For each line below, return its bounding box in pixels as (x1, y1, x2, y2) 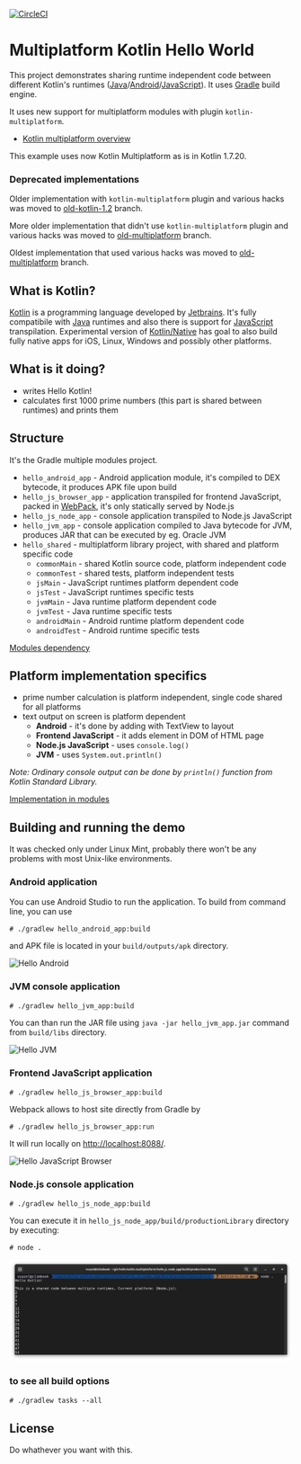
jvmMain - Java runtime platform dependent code (35, 596, 217, 607)
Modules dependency (9, 642, 91, 653)
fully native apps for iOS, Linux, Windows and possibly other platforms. (9, 335, 272, 346)
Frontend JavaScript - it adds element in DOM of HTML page (35, 730, 265, 741)
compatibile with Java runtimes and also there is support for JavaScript (9, 317, 274, 327)
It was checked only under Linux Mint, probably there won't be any (9, 844, 257, 854)
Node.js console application (9, 1178, 135, 1191)
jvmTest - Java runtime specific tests (35, 605, 173, 616)
